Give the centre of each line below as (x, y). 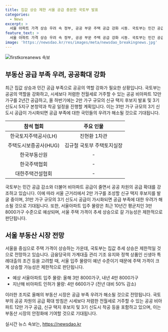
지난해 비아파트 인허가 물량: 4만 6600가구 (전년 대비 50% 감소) (74, 284)
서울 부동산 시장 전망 (35, 235)
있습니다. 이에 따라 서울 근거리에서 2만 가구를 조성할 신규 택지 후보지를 (87, 193)
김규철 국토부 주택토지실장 (94, 145)
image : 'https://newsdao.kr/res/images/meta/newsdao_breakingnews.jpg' (81, 43)
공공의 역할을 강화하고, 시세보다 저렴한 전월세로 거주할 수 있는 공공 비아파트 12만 (83, 94)
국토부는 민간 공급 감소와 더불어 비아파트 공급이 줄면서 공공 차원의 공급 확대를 (80, 187)
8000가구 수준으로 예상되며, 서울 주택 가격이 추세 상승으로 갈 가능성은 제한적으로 (84, 212)
